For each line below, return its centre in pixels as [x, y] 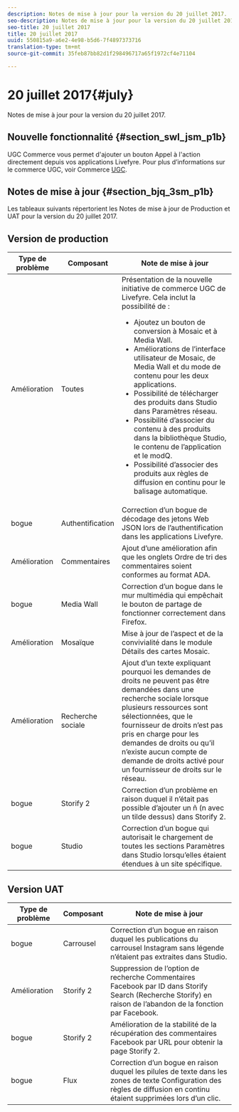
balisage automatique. [171, 492]
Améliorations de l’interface [180, 349]
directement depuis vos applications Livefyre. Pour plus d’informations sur [116, 161]
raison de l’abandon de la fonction [167, 1004]
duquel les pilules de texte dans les [169, 1071]
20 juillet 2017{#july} [70, 95]
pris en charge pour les [160, 734]
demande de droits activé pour [173, 761]
